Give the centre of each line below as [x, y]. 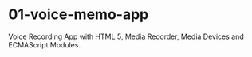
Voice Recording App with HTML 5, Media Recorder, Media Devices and [126, 36]
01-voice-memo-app [79, 15]
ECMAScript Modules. [45, 44]
